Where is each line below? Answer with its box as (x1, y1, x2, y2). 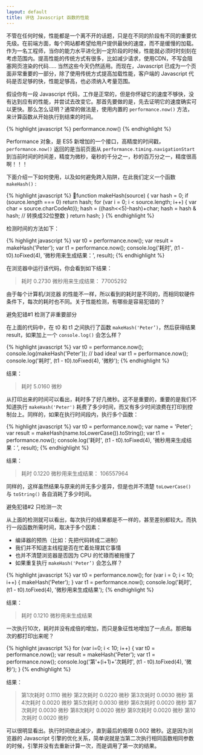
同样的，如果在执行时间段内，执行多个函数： (27, 410, 139, 418)
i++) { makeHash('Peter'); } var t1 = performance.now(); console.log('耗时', (6, 578, 192, 585)
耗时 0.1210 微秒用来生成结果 (21, 611, 92, 619)
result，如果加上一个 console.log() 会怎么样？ (6, 331, 122, 338)
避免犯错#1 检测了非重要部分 (6, 310, 77, 318)
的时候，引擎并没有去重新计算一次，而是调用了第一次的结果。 (6, 742, 160, 749)
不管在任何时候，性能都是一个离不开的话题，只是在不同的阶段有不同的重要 (6, 32, 192, 39)
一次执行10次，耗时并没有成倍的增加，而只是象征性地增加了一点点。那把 (6, 625, 187, 632)
